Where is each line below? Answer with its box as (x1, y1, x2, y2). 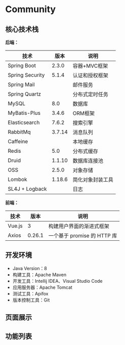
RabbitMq (8, 128, 31, 135)
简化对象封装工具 (72, 176, 114, 183)
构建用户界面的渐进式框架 (48, 223, 110, 230)
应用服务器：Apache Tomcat (12, 284, 72, 290)
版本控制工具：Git (12, 297, 50, 303)
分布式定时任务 (72, 91, 109, 98)
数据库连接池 (72, 157, 104, 164)
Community (5, 4, 56, 15)
